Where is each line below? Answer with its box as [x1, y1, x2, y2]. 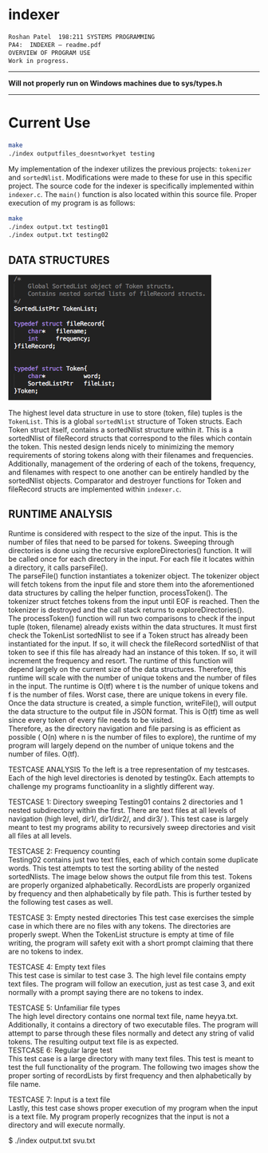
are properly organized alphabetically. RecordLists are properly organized [8, 880, 250, 890]
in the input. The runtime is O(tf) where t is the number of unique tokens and [8, 681, 259, 691]
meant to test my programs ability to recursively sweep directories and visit [8, 822, 256, 831]
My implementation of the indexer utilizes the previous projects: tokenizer [8, 164, 251, 173]
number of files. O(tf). [8, 748, 80, 759]
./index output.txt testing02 [8, 231, 109, 239]
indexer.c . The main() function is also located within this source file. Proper [8, 189, 258, 199]
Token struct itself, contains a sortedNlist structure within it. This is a [8, 425, 234, 435]
